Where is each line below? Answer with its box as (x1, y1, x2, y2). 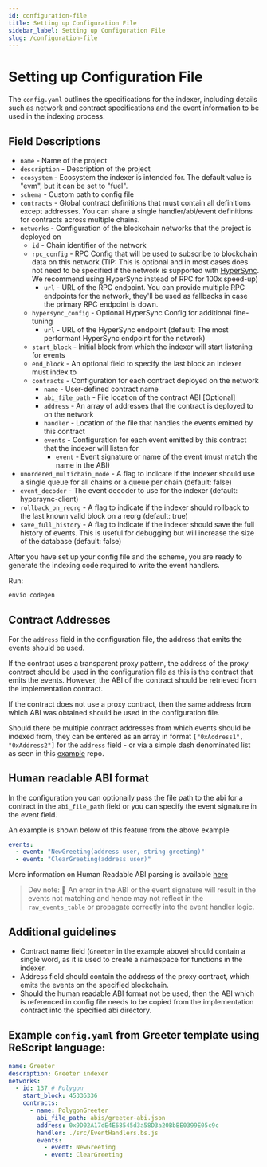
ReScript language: (8, 1041, 106, 1055)
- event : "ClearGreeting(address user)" (15, 856, 151, 864)
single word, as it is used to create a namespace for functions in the (19, 954, 243, 964)
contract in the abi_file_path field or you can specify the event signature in (8, 801, 257, 811)
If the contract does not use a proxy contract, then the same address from (8, 699, 252, 709)
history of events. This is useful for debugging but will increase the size (19, 528, 255, 538)
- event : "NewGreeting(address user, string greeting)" (15, 848, 205, 856)
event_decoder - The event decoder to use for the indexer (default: (19, 486, 238, 495)
